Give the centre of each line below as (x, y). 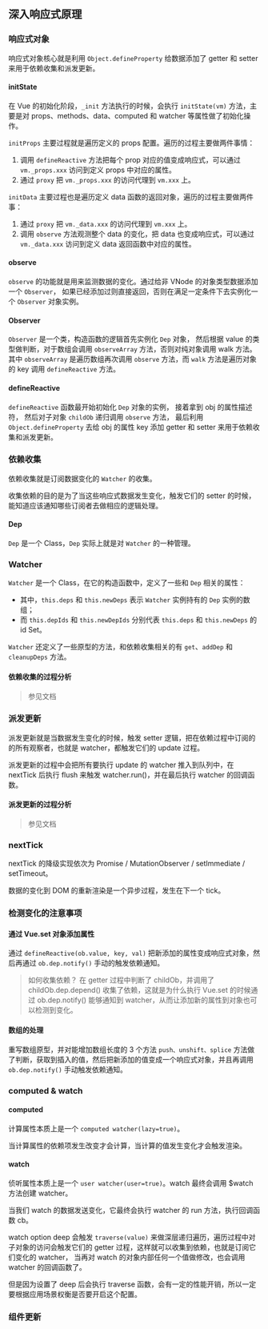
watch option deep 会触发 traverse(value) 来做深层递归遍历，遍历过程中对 (132, 1237)
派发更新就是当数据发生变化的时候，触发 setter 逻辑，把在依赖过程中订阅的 (132, 737)
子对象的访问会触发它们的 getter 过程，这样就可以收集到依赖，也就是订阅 (129, 1247)
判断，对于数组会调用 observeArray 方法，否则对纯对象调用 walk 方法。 (140, 349)
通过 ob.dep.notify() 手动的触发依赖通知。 (93, 963)
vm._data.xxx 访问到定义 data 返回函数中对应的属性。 (108, 243)
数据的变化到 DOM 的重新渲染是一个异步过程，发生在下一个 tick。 (117, 890)
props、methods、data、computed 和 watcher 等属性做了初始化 (137, 115)
